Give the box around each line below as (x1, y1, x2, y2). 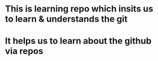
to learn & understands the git (5, 13, 128, 24)
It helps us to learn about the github (5, 36, 152, 47)
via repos (5, 46, 44, 57)
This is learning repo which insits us (5, 3, 154, 14)
